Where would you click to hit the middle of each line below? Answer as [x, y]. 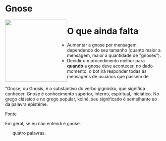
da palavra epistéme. [27, 104]
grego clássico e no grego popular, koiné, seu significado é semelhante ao [81, 99]
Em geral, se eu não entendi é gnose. [43, 123]
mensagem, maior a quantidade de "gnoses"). [114, 55]
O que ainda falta [103, 31]
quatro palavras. [29, 133]
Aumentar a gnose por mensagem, [103, 45]
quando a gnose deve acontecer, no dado [110, 66]
